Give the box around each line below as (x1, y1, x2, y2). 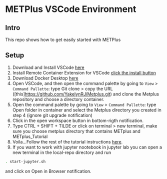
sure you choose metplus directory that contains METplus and (12, 128, 141, 134)
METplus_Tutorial (12, 133, 48, 139)
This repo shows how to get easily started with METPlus (5, 36, 121, 42)
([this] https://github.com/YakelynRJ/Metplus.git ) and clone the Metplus (12, 91, 159, 97)
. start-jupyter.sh (5, 159, 46, 164)
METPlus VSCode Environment (5, 3, 136, 15)
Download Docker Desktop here (12, 75, 78, 81)
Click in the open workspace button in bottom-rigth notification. (12, 117, 144, 123)
